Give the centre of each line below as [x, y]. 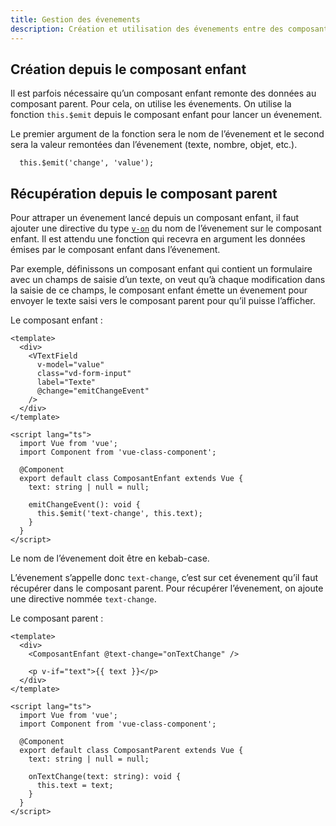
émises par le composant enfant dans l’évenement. [115, 250]
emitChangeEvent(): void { [84, 505]
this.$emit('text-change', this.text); [119, 514]
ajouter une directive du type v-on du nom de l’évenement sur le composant [166, 228]
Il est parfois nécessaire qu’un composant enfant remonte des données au [163, 93]
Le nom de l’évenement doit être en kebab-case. [110, 558]
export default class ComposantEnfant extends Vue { [131, 479]
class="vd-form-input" [84, 374]
